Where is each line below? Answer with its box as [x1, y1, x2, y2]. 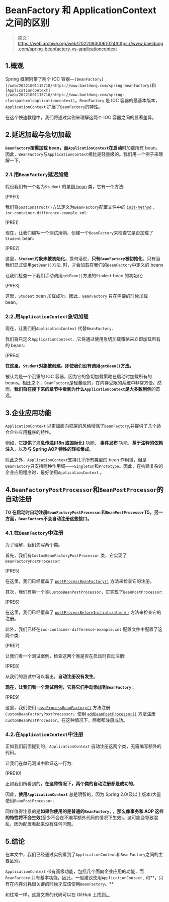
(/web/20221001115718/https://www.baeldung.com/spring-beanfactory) [5, 83, 152, 88]
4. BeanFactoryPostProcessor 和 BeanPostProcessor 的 [5, 485, 163, 494]
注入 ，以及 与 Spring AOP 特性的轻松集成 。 [5, 446, 94, 452]
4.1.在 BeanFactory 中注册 [5, 529, 64, 536]
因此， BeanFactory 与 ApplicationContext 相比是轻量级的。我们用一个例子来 [5, 151, 159, 157]
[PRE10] [5, 770, 22, 776]
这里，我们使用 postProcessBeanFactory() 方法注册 [5, 705, 111, 711]
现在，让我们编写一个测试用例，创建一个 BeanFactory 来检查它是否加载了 [5, 229, 153, 235]
